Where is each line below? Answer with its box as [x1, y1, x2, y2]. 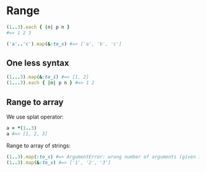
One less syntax [6, 58, 69, 68]
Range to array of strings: [6, 142, 71, 149]
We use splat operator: [6, 113, 64, 120]
